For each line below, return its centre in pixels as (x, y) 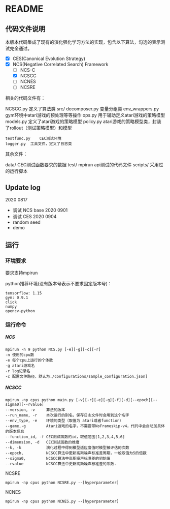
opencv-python (20, 311)
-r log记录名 (18, 371)
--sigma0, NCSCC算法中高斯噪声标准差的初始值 (58, 458)
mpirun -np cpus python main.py (39, 400)
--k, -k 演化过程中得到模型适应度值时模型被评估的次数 (67, 447)
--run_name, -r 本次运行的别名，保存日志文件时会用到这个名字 (67, 415)
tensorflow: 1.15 (24, 293)
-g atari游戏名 (20, 366)
